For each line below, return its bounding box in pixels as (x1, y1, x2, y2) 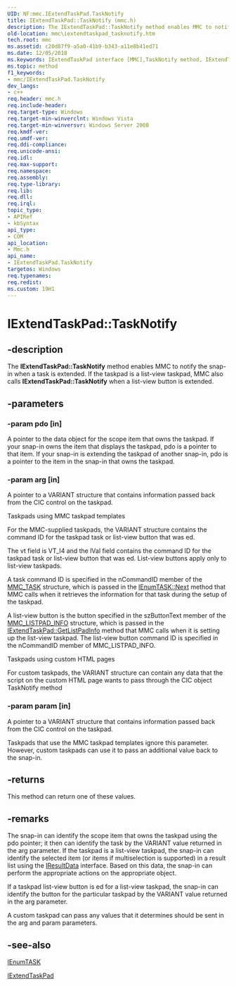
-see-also (7, 939, 51, 951)
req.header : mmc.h (7, 96, 61, 103)
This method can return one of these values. (7, 792, 136, 801)
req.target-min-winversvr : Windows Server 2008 (7, 121, 150, 129)
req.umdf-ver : (7, 135, 49, 142)
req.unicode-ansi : (7, 148, 61, 155)
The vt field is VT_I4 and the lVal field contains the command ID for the (7, 547, 212, 555)
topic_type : (7, 207, 42, 214)
